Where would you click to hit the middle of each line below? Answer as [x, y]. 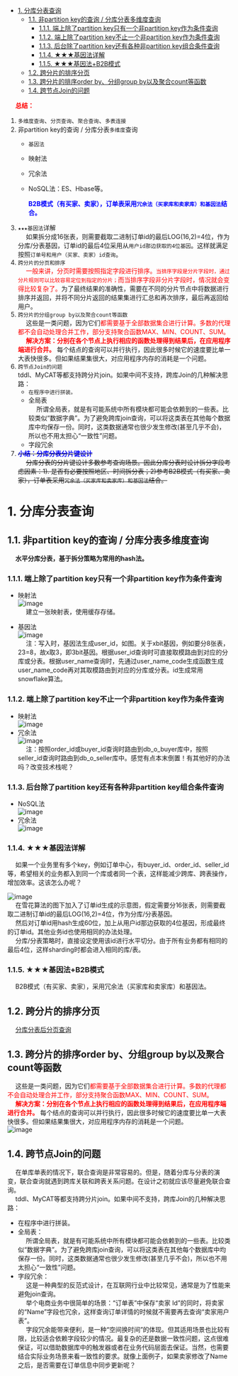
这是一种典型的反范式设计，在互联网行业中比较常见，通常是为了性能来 [128, 1285]
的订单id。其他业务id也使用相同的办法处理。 [72, 932]
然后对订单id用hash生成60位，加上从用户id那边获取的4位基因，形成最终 [120, 923]
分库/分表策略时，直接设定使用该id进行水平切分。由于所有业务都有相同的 [121, 941]
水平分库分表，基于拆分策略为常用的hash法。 [82, 558]
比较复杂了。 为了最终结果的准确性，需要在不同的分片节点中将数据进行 [126, 289]
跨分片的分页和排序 [41, 263]
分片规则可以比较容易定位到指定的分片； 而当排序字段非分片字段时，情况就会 [120, 280]
